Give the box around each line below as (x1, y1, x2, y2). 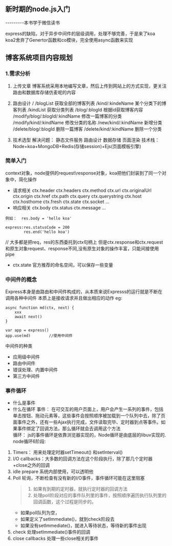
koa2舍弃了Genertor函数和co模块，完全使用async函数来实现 (5, 37, 133, 43)
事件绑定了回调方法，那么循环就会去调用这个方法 (17, 426, 121, 432)
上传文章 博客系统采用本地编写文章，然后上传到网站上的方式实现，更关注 (12, 83, 167, 89)
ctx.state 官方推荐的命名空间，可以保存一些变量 (12, 262, 114, 268)
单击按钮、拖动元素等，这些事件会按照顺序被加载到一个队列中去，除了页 (12, 413, 165, 419)
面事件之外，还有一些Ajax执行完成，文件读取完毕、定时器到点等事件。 (12, 419, 161, 425)
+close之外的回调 (12, 462, 50, 468)
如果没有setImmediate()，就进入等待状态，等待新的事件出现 (20, 522, 147, 529)
